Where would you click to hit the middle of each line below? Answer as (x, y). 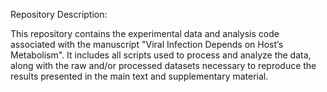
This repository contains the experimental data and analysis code (145, 33)
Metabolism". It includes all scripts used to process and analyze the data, (161, 55)
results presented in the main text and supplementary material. (139, 76)
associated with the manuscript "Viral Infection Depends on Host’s (147, 44)
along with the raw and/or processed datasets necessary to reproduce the (163, 65)
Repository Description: (59, 14)
